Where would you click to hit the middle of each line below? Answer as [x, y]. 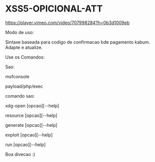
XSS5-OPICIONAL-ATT [54, 9]
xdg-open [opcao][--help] [32, 105]
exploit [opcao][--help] [29, 135]
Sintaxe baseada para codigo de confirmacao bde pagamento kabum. [78, 42]
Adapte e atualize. [24, 47]
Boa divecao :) [20, 154]
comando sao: [20, 96]
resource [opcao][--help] [31, 115]
